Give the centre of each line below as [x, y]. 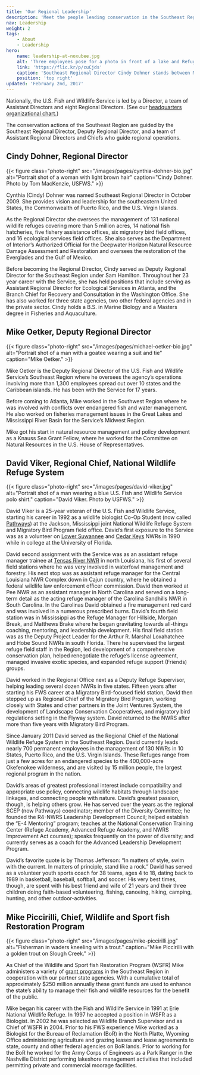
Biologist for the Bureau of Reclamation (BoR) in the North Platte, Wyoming [98, 1034]
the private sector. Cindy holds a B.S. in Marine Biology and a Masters [92, 307]
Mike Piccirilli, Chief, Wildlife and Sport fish [88, 917]
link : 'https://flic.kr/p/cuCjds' [60, 67]
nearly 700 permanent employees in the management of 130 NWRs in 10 [95, 749]
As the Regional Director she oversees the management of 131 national [93, 219]
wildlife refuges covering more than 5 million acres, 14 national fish [88, 225]
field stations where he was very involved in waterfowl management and [95, 567]
